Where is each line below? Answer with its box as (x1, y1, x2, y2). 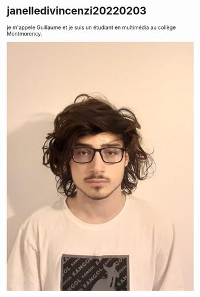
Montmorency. (7, 30, 43, 37)
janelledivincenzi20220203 (7, 4, 147, 18)
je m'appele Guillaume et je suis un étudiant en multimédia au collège (7, 24, 176, 31)
